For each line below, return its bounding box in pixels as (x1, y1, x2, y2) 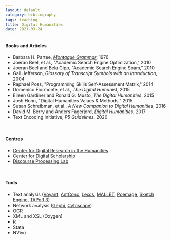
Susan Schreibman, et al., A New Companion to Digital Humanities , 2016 (12, 103, 166, 109)
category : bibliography (5, 12, 56, 17)
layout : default (5, 7, 40, 13)
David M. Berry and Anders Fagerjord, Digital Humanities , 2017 (12, 108, 146, 115)
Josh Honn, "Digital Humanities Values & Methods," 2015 (12, 98, 133, 104)
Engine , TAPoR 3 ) (12, 196, 50, 203)
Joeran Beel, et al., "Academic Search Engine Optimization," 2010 (12, 60, 151, 66)
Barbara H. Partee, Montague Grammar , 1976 (12, 54, 109, 60)
